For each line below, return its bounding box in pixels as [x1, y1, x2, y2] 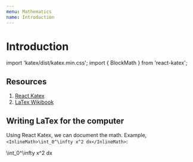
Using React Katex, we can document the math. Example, [6, 132, 147, 139]
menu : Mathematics [6, 8, 52, 15]
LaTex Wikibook [14, 99, 54, 106]
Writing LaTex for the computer [6, 116, 124, 126]
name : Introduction [6, 14, 55, 20]
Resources [6, 77, 47, 87]
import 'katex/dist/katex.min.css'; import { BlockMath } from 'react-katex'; [6, 59, 188, 66]
